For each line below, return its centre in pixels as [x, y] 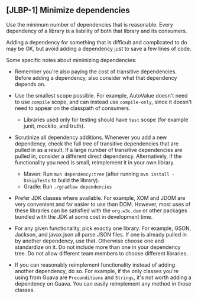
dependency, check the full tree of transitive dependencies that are [97, 143]
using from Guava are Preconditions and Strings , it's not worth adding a [103, 277]
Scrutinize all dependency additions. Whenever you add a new [91, 137]
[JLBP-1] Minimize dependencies [68, 10]
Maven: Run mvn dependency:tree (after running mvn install [96, 174]
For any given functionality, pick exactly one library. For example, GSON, [103, 228]
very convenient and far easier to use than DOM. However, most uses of [103, 204]
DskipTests [37, 180]
